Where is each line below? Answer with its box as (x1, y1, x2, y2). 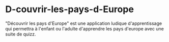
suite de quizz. (5, 31, 37, 37)
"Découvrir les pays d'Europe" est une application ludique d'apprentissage (5, 20, 162, 26)
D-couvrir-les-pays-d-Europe (5, 4, 134, 15)
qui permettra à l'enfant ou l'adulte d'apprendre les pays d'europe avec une (5, 25, 164, 31)
